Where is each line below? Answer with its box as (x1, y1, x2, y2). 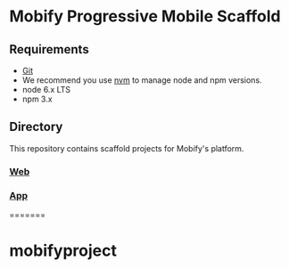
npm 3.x (21, 94, 53, 104)
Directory (9, 119, 63, 134)
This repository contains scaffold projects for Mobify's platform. (9, 143, 244, 153)
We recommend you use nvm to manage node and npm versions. (21, 75, 262, 86)
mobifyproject (9, 240, 118, 261)
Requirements (9, 42, 89, 57)
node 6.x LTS (21, 85, 71, 94)
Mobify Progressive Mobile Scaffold (9, 6, 281, 27)
